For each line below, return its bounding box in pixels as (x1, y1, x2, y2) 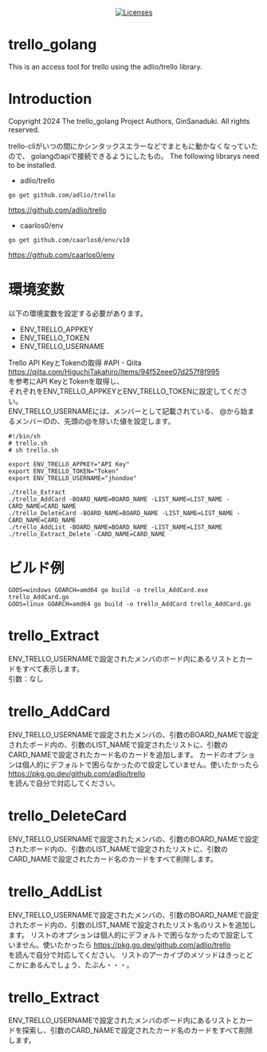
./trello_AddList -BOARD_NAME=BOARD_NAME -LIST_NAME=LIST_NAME (8, 523, 223, 531)
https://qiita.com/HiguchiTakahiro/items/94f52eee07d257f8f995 (8, 367, 220, 376)
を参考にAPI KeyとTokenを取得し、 (8, 376, 124, 386)
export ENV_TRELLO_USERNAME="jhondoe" (8, 474, 137, 482)
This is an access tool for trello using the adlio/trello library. (8, 62, 203, 71)
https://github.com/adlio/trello (8, 204, 107, 215)
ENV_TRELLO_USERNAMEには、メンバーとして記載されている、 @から (8, 406, 241, 415)
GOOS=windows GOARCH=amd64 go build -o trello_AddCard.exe (8, 586, 209, 594)
